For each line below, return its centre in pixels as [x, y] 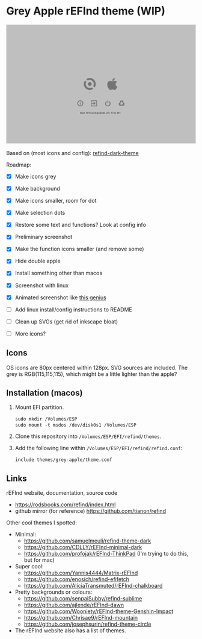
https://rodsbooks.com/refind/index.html [65, 504]
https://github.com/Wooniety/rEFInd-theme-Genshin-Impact [99, 611]
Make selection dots [40, 213]
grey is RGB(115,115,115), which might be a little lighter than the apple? [92, 374]
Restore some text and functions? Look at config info [80, 225]
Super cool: [29, 567]
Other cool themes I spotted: [41, 523]
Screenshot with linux [42, 285]
